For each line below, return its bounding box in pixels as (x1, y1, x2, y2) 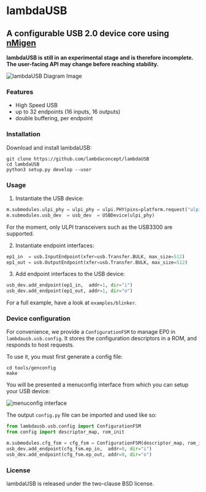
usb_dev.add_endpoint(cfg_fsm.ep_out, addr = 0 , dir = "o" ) (6, 452, 152, 458)
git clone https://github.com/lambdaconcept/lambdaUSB (6, 156, 150, 162)
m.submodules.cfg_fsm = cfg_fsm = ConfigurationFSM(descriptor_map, (6, 440, 185, 447)
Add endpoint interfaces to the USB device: (15, 271, 125, 278)
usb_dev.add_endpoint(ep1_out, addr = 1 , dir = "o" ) (6, 288, 133, 294)
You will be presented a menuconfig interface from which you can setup (6, 381, 189, 388)
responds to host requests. (6, 341, 75, 348)
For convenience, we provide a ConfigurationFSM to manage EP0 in (6, 328, 176, 336)
